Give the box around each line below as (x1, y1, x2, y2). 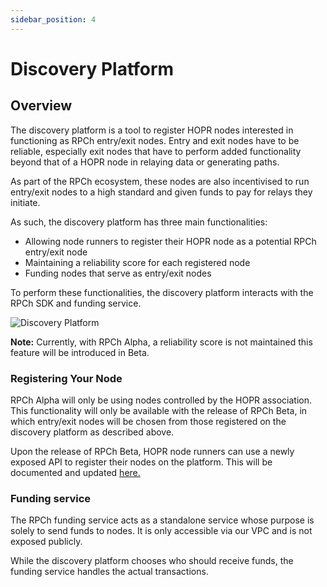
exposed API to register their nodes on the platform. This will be (10, 456, 273, 468)
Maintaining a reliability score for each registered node (24, 256, 251, 268)
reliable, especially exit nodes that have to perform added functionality (10, 145, 302, 157)
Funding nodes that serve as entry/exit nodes (24, 267, 212, 279)
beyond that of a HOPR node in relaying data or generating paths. (10, 156, 280, 168)
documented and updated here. (10, 466, 141, 478)
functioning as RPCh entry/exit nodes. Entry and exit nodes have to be (10, 134, 300, 146)
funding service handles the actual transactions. (10, 566, 209, 578)
